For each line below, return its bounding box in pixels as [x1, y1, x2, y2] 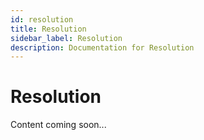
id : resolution [10, 14, 74, 25]
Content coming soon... [10, 119, 107, 131]
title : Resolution [10, 24, 87, 34]
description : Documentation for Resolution [10, 42, 195, 53]
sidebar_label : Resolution [10, 33, 123, 43]
